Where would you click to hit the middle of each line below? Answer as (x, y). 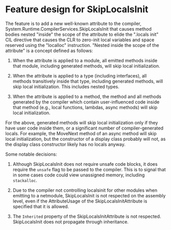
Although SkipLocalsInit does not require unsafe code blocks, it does (85, 164)
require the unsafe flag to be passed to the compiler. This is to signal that (89, 169)
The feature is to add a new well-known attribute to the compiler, (74, 23)
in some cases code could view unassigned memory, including (79, 175)
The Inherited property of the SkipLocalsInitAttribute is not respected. (87, 216)
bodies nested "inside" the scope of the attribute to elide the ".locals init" (82, 34)
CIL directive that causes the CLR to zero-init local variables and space (80, 40)
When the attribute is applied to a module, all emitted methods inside (85, 60)
